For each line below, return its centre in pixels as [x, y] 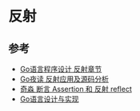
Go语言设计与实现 [49, 99]
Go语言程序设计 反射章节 [61, 69]
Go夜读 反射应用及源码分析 [64, 79]
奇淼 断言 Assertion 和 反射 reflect [76, 89]
